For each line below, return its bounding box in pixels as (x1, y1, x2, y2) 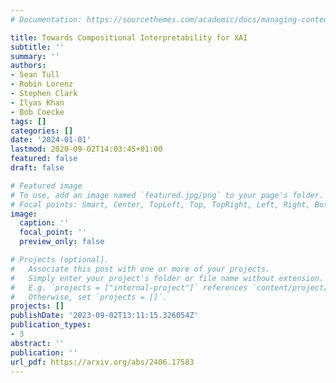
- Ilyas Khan (10, 97, 65, 108)
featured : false (10, 154, 78, 164)
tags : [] (10, 116, 47, 126)
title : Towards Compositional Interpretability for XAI (10, 32, 248, 43)
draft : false (10, 163, 65, 173)
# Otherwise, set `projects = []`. (10, 292, 168, 302)
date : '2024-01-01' (10, 135, 92, 145)
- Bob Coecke (10, 107, 65, 117)
